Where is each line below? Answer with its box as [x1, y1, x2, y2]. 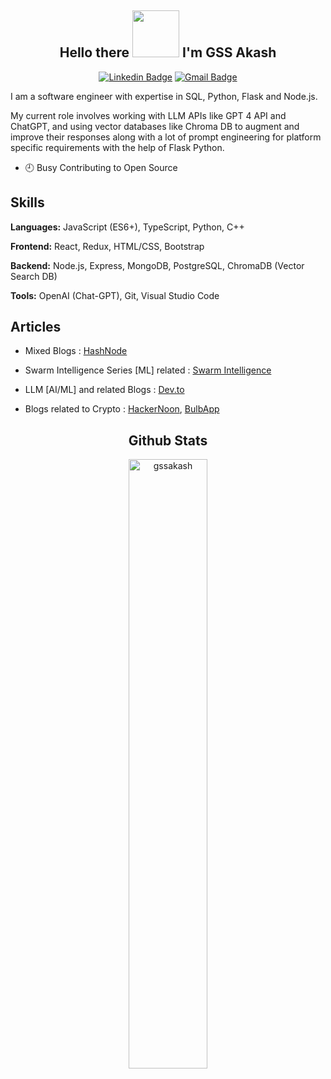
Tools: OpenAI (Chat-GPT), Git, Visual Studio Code [10, 289, 220, 301]
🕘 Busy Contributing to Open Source [24, 161, 178, 173]
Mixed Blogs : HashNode [24, 345, 128, 357]
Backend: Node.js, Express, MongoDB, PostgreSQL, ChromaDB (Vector [10, 259, 305, 271]
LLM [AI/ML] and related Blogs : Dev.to [24, 384, 185, 396]
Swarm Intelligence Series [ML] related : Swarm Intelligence [24, 364, 272, 376]
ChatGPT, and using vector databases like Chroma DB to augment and [10, 120, 300, 132]
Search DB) [10, 270, 58, 282]
